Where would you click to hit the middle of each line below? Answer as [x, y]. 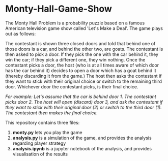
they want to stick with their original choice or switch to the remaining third [83, 81]
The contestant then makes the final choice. [52, 113]
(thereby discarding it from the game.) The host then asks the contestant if [83, 76]
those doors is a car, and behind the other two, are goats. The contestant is [84, 49]
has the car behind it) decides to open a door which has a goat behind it [81, 70]
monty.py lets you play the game [47, 132]
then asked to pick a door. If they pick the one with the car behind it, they [82, 54]
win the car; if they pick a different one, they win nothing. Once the [75, 59]
